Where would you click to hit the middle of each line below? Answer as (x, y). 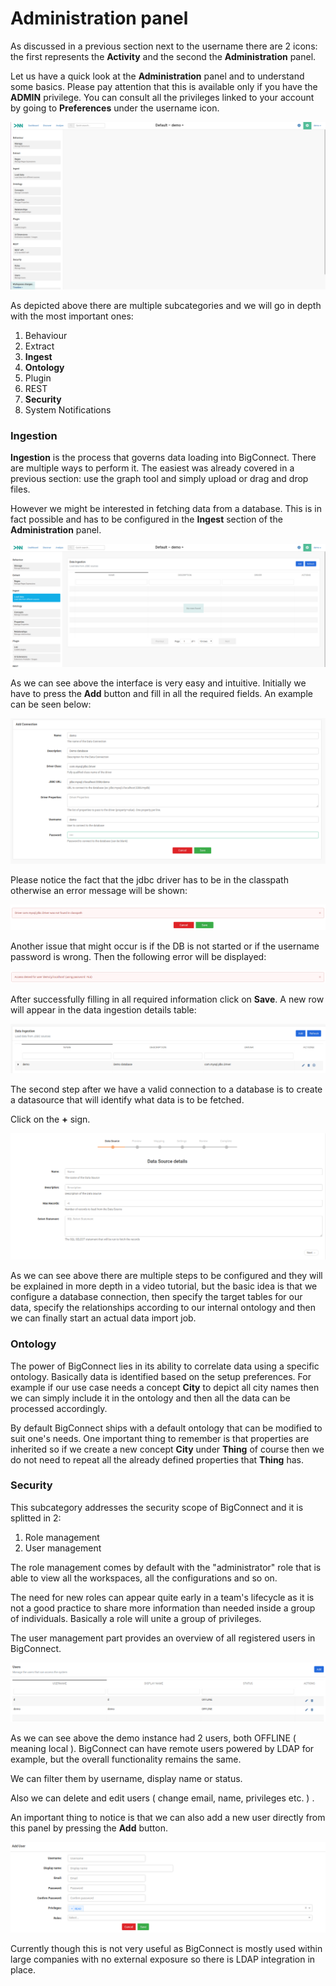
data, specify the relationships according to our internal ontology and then (163, 1308)
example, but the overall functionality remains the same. (126, 1759)
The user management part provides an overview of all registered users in (163, 1638)
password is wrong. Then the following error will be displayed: (138, 956)
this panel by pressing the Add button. (89, 1828)
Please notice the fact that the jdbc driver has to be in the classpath (149, 880)
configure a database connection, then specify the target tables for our (156, 1297)
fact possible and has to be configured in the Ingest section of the (146, 519)
